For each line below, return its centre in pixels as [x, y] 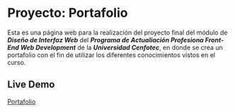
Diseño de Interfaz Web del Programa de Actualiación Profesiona [105, 39]
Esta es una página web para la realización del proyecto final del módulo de [117, 32]
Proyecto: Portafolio [68, 13]
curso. [17, 62]
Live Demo [31, 85]
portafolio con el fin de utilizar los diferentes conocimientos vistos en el [111, 55]
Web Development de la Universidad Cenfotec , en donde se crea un [121, 47]
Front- [214, 39]
